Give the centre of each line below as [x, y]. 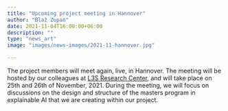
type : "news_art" [32, 39]
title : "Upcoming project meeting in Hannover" [77, 13]
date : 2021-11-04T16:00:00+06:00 [55, 26]
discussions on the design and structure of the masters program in [101, 92]
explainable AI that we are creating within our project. [83, 100]
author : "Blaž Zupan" [38, 20]
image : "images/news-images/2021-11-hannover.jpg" [81, 45]
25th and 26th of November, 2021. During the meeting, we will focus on [108, 85]
